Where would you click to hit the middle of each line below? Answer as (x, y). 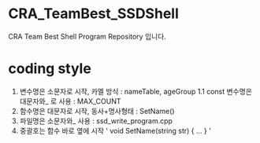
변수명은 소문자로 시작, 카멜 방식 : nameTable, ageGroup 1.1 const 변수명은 (136, 91)
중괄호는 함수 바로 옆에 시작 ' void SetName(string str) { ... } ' (115, 130)
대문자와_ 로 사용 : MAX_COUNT (70, 101)
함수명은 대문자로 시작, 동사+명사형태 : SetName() (97, 111)
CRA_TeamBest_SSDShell (93, 14)
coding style (50, 69)
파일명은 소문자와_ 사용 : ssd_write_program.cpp (96, 121)
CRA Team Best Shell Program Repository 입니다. (87, 36)
